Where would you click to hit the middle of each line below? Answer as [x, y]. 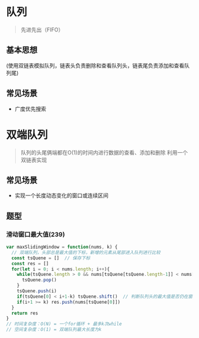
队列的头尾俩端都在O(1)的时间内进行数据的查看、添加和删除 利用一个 [104, 152]
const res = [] [30, 263]
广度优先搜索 [30, 109]
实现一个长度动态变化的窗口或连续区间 [61, 195]
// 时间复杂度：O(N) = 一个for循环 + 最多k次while [64, 324]
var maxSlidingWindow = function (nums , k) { [62, 247]
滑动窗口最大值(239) [36, 234]
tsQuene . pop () [39, 280]
